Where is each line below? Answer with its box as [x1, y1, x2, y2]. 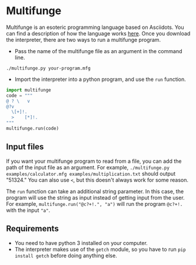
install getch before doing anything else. [14, 252, 118, 259]
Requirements [6, 224, 59, 234]
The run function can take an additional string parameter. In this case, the [6, 188, 184, 195]
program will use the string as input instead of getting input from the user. [6, 194, 185, 201]
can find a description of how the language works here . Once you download [6, 30, 191, 37]
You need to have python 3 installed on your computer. [14, 239, 148, 246]
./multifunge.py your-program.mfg [6, 65, 91, 71]
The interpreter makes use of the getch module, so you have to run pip [14, 246, 187, 253]
